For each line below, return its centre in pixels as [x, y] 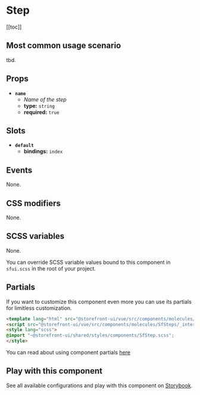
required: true [41, 112]
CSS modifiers [34, 203]
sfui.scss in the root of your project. [51, 268]
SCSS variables [35, 236]
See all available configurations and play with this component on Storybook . [99, 385]
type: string [39, 105]
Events [19, 170]
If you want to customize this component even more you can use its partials [99, 301]
